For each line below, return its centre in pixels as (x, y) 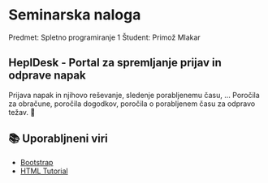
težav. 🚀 (22, 112)
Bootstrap (37, 162)
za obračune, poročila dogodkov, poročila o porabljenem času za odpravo (132, 104)
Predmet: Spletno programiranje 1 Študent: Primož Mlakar (104, 37)
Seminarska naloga (75, 15)
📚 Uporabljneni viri (58, 139)
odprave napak (48, 76)
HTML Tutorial (44, 171)
